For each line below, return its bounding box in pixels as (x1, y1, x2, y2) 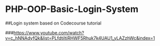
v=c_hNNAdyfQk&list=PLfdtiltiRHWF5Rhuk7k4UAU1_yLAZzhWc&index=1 (5, 35, 155, 41)
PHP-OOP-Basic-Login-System (5, 3, 139, 15)
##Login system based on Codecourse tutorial (5, 20, 102, 26)
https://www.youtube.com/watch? (13, 29, 85, 35)
